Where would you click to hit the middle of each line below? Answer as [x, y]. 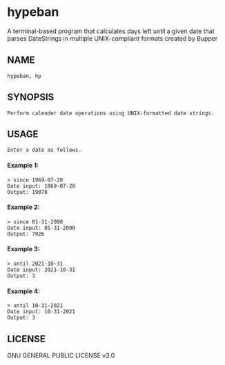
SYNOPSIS [31, 97]
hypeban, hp [24, 76]
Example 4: [23, 291]
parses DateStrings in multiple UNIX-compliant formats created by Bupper [112, 38]
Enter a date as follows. [44, 150]
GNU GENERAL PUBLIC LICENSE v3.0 [61, 355]
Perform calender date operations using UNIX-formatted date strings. [111, 113]
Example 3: [23, 249]
